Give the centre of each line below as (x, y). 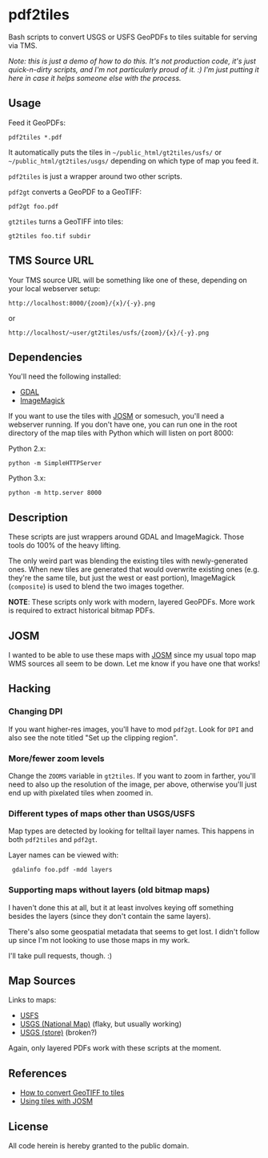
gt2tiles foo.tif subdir (50, 236)
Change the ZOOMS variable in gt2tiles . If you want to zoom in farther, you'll (132, 775)
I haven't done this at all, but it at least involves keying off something (121, 907)
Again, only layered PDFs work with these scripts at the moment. (115, 1048)
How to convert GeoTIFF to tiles (72, 1093)
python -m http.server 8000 (55, 493)
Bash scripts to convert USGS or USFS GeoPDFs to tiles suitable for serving (133, 37)
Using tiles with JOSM (56, 1101)
